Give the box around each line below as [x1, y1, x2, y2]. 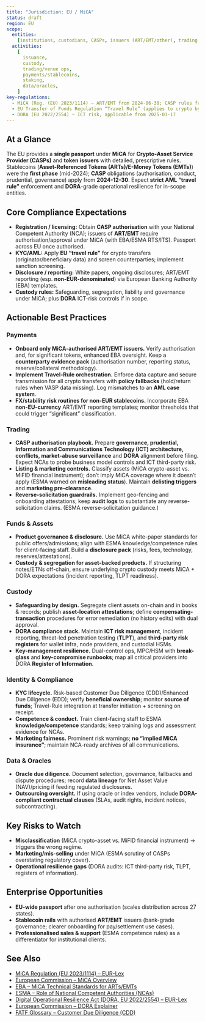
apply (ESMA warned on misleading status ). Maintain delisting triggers [15, 478, 197, 485]
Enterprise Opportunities [6, 887, 104, 897]
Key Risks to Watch [6, 821, 81, 831]
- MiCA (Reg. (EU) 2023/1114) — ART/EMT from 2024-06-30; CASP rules [12, 100, 192, 106]
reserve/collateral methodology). [15, 364, 98, 371]
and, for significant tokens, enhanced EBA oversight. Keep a [15, 351, 167, 359]
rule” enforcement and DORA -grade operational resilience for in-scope [6, 183, 186, 190]
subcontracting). [15, 803, 57, 810]
